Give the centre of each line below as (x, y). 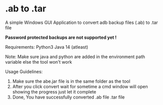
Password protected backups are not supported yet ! (61, 37)
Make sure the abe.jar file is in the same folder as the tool (71, 81)
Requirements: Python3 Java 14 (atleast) (47, 47)
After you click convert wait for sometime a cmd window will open (80, 86)
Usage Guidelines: (24, 71)
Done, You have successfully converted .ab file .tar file (69, 97)
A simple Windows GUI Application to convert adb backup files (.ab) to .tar (81, 22)
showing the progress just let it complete (54, 92)
